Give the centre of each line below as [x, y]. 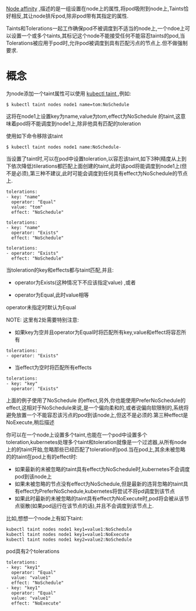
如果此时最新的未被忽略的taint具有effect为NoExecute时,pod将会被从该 [99, 498]
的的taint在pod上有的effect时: [42, 456]
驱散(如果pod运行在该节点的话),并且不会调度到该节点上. [87, 506]
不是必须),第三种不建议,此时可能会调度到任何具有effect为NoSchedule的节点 [97, 173]
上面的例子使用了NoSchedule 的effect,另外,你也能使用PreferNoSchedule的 [96, 400]
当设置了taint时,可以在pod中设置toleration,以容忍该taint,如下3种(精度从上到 [97, 158]
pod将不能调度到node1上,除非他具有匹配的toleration [79, 123]
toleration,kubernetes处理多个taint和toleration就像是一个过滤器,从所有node [97, 442]
